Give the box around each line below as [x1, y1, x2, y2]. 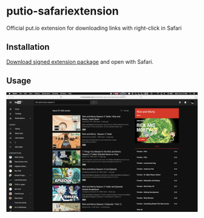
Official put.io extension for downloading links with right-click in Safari [6, 24, 182, 32]
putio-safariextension [6, 4, 119, 18]
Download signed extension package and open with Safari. [6, 58, 154, 65]
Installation [6, 42, 50, 52]
